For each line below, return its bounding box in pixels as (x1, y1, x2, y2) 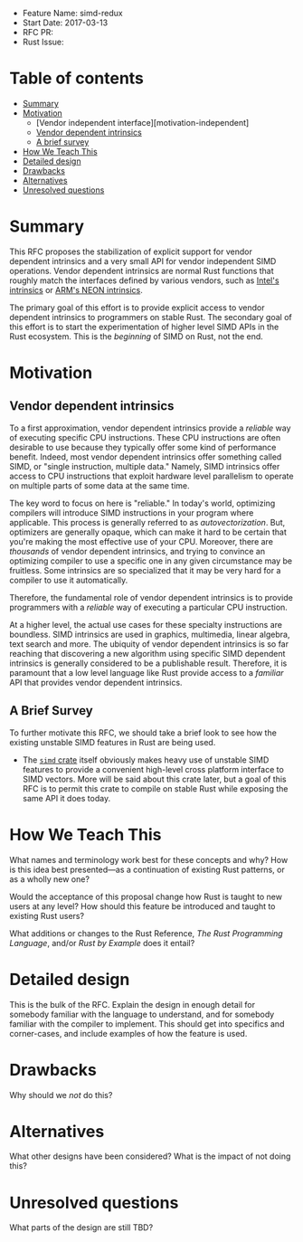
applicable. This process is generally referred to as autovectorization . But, (9, 517, 286, 527)
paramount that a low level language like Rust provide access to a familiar (9, 667, 284, 678)
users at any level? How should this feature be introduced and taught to (9, 900, 276, 912)
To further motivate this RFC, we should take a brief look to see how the (9, 727, 278, 738)
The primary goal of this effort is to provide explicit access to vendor (9, 302, 265, 313)
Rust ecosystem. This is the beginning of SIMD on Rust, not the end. (9, 330, 264, 342)
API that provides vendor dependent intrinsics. (9, 677, 183, 687)
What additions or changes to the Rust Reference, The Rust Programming (9, 927, 283, 939)
